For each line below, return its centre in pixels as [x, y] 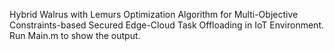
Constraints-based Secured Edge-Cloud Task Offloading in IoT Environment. [167, 25]
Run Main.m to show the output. [75, 35]
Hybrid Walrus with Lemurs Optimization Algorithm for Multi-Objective [154, 14]
